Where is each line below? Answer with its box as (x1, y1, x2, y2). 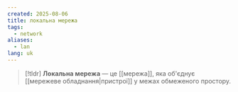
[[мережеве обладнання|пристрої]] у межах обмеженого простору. (24, 76, 232, 85)
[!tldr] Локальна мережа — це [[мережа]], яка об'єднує (24, 69, 195, 78)
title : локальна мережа (7, 17, 78, 24)
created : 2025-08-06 (7, 10, 69, 18)
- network (13, 30, 43, 38)
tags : (7, 23, 23, 30)
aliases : (7, 37, 33, 44)
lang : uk (7, 50, 33, 57)
